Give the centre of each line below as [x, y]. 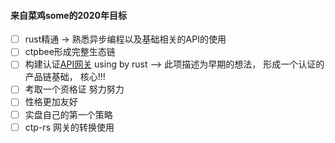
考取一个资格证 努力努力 [74, 89]
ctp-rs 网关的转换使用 [69, 127]
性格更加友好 [51, 102]
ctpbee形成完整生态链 [70, 52]
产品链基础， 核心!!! [65, 77]
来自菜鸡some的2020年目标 [69, 15]
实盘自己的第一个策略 [68, 114]
